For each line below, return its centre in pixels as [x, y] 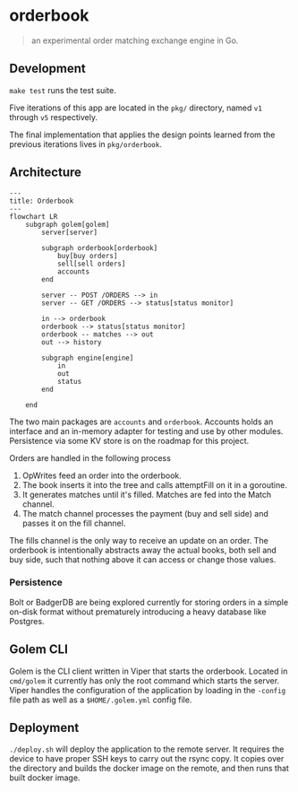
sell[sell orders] [91, 264]
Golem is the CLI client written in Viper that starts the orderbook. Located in [149, 671]
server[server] [70, 232]
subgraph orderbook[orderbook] [100, 248]
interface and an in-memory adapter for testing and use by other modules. [146, 431]
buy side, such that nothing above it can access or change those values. [143, 559]
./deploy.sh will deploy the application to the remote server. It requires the [147, 749]
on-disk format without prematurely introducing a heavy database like [138, 612]
